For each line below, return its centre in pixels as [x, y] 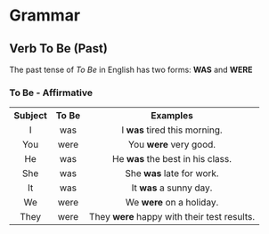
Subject [30, 116]
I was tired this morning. [172, 130]
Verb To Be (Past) [59, 48]
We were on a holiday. [172, 203]
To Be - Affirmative [51, 93]
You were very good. [172, 145]
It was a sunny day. [172, 188]
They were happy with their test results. [172, 217]
